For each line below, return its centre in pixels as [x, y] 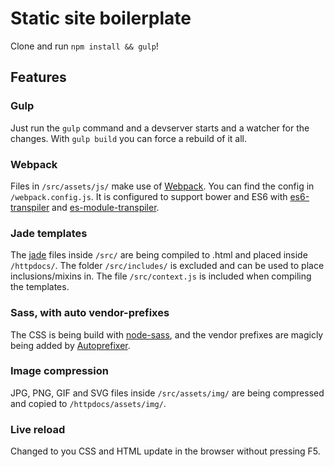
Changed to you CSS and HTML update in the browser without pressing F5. [165, 451]
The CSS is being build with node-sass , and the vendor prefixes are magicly [167, 334]
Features [38, 77]
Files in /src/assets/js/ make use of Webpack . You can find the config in [162, 186]
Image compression [59, 371]
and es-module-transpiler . [105, 207]
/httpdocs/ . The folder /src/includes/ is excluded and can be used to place [167, 266]
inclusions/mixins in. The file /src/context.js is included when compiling [161, 276]
